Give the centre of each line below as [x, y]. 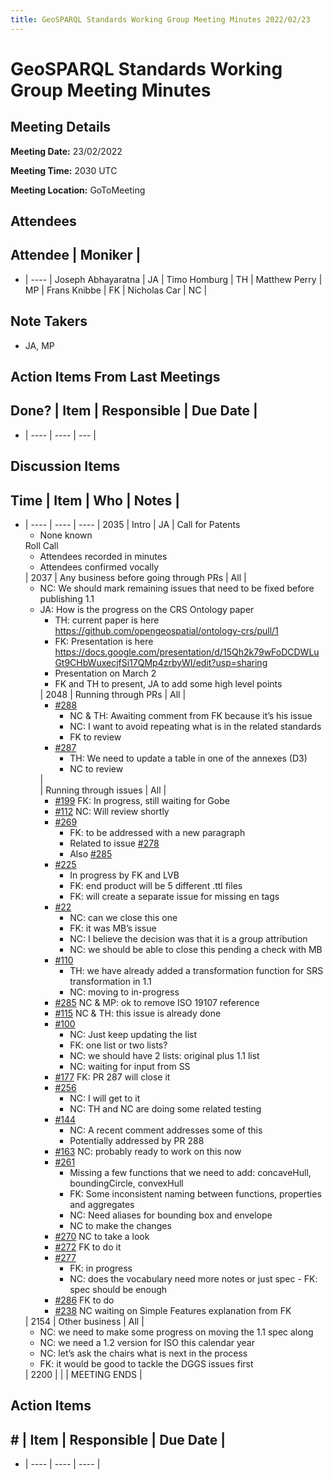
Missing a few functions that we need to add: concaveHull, [190, 1173]
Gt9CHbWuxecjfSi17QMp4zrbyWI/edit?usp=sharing [161, 663]
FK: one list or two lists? [118, 1045]
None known [66, 535]
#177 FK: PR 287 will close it [112, 1077]
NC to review [96, 769]
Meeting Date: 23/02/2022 [66, 151]
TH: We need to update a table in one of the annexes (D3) [188, 758]
